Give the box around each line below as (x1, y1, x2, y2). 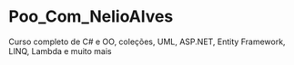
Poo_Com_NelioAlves (8, 6, 174, 27)
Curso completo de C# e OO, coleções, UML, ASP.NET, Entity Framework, (8, 36, 286, 47)
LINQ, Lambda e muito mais (8, 45, 112, 56)
